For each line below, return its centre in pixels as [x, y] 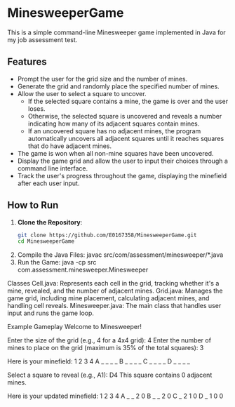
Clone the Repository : [50, 222]
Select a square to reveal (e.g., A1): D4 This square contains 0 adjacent [110, 375]
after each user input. [48, 183]
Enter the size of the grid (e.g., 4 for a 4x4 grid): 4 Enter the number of [109, 340]
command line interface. [53, 168]
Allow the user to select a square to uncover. [82, 93]
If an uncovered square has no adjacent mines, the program [114, 131]
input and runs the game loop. [51, 313]
